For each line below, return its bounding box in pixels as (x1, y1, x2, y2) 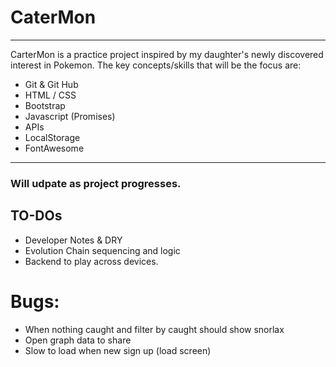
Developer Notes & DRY (24, 234, 123, 246)
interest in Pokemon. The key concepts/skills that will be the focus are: (10, 59, 302, 71)
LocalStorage (24, 131, 81, 143)
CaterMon (10, 6, 97, 29)
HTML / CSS (24, 89, 77, 101)
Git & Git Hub (24, 78, 79, 90)
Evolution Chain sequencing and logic (24, 244, 181, 256)
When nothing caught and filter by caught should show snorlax (24, 323, 285, 335)
